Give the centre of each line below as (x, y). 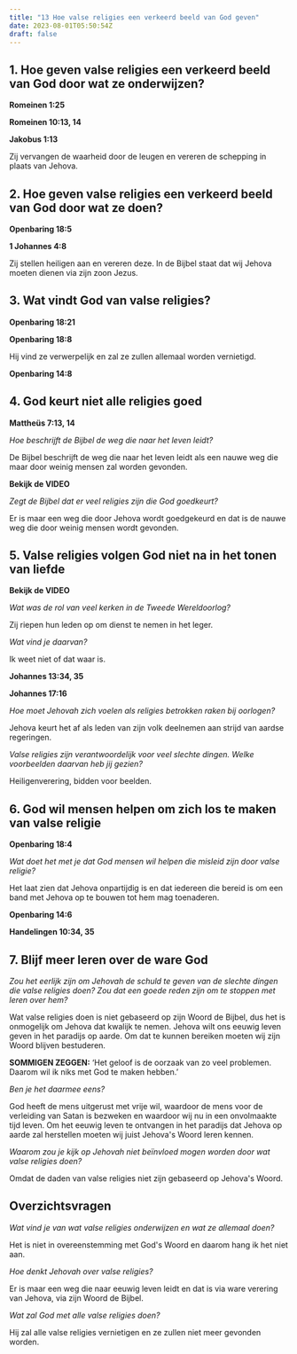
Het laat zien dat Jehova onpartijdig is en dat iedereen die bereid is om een (146, 888)
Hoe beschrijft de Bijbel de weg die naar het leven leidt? (111, 440)
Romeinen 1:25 (37, 105)
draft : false (33, 34)
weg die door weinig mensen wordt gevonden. (94, 528)
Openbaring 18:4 (41, 844)
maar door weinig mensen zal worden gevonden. (98, 466)
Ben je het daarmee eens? (57, 1089)
